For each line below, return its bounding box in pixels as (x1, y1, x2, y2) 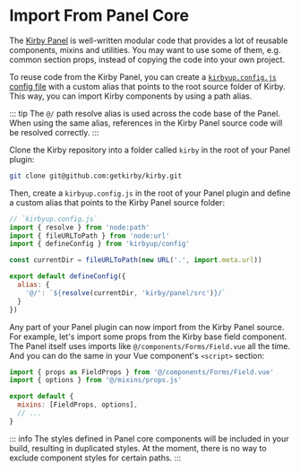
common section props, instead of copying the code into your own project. (9, 54, 285, 65)
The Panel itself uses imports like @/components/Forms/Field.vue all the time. (9, 340, 291, 351)
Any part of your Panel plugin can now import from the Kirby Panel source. (9, 321, 285, 332)
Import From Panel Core (9, 5, 190, 26)
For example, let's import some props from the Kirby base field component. (9, 331, 287, 342)
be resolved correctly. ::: (9, 127, 99, 137)
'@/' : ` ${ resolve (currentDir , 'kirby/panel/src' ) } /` (25, 288, 227, 297)
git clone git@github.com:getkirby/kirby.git (9, 171, 182, 180)
